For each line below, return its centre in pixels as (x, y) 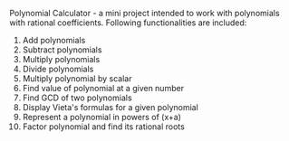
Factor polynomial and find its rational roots (104, 127)
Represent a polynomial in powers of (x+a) (101, 117)
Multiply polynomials (61, 59)
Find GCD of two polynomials (77, 98)
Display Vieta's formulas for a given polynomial (111, 107)
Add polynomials (54, 40)
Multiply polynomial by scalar (77, 79)
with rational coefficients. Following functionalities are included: (128, 23)
